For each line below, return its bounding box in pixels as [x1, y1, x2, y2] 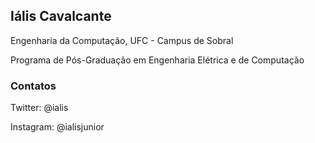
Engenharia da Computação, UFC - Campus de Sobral [10, 34, 234, 46]
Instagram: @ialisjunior [10, 121, 105, 133]
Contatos [10, 79, 57, 93]
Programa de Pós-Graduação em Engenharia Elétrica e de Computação [10, 54, 305, 66]
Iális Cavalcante [10, 8, 112, 25]
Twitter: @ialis [10, 102, 69, 114]
